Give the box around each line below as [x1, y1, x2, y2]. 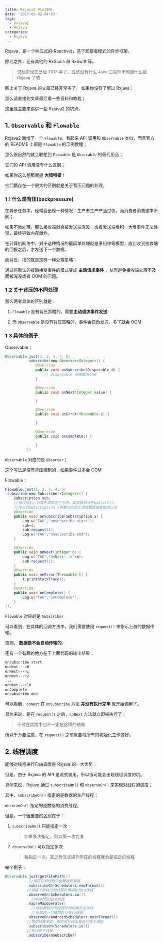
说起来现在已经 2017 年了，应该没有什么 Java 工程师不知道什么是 [16, 68, 147, 74]
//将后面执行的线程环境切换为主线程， [31, 906, 97, 910]
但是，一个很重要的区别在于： [5, 813, 65, 819]
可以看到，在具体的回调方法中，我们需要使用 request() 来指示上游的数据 [5, 624, 150, 629]
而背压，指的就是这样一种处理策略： [5, 257, 78, 263]
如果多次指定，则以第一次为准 [24, 833, 84, 840]
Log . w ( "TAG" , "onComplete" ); [22, 595, 79, 600]
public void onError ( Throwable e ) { [35, 412, 110, 417]
